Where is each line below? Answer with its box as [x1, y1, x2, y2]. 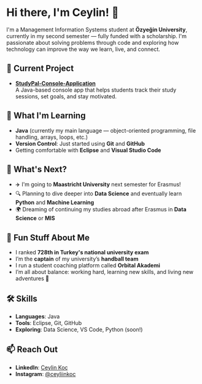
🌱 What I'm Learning [6, 111, 86, 121]
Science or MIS [15, 214, 55, 222]
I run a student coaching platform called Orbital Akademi [15, 262, 161, 269]
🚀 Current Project [6, 63, 74, 74]
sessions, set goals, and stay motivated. [15, 92, 117, 100]
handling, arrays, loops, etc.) [15, 133, 88, 141]
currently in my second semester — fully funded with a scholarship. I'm [6, 32, 187, 39]
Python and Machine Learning [15, 199, 94, 206]
